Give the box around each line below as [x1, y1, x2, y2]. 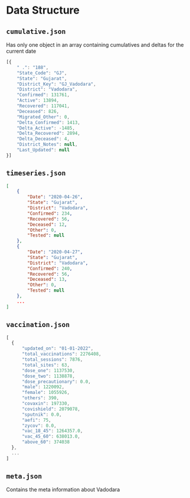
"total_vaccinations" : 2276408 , [21, 351, 101, 357]
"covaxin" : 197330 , [21, 400, 70, 406]
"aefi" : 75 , [21, 417, 51, 423]
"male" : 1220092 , [21, 384, 65, 390]
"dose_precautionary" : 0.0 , [21, 379, 91, 384]
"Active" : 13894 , [17, 98, 60, 104]
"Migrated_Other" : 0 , [17, 114, 70, 120]
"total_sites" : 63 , [21, 362, 70, 368]
